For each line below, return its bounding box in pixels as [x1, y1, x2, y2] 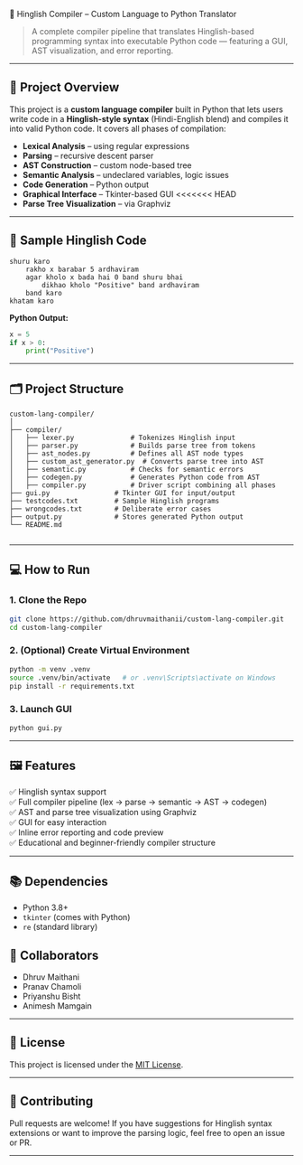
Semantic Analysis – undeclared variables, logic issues [22, 169, 230, 180]
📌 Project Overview [9, 80, 120, 95]
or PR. [9, 1137, 32, 1148]
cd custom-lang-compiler [9, 623, 103, 632]
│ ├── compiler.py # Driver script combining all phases [9, 481, 277, 490]
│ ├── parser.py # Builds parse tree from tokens [9, 441, 256, 451]
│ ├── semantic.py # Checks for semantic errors [9, 465, 244, 474]
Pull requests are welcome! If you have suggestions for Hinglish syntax [9, 1117, 273, 1129]
